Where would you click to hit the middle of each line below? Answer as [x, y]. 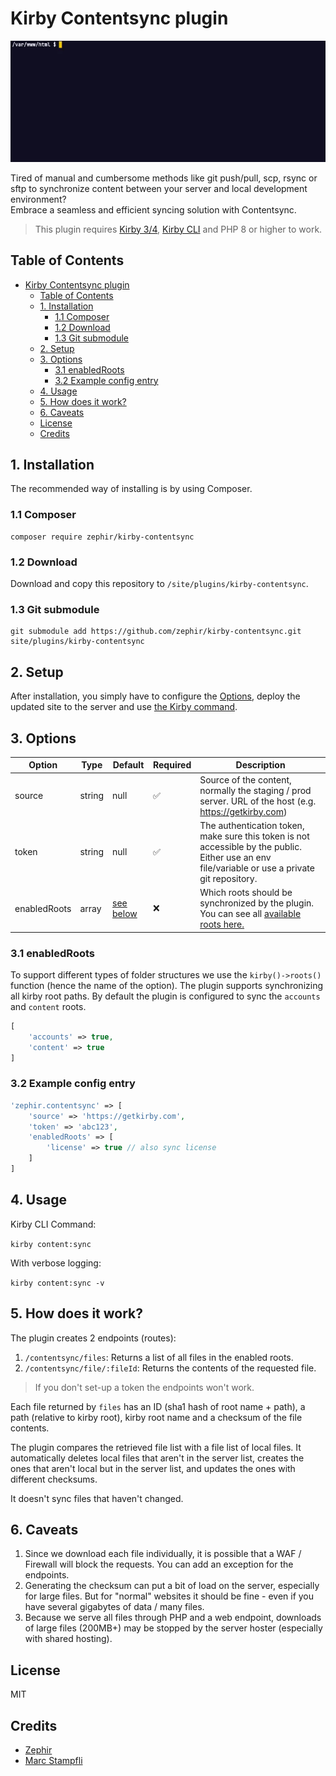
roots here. [222, 924]
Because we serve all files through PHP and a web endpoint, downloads [173, 1618]
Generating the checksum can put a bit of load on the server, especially [172, 1586]
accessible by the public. [250, 846]
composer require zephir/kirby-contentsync [102, 537]
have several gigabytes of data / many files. [114, 1607]
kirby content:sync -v [57, 1283]
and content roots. [48, 1006]
